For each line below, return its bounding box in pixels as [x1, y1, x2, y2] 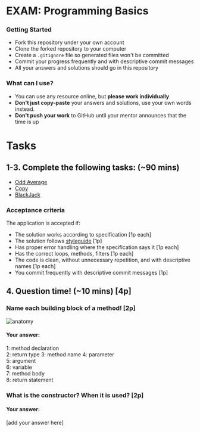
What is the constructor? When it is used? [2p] [6, 391, 144, 399]
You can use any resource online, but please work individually [14, 92, 170, 100]
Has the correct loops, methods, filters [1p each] [14, 250, 134, 257]
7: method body [6, 369, 45, 377]
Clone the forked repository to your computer [14, 45, 127, 52]
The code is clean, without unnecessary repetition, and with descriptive [14, 256, 190, 263]
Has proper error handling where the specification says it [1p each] [14, 244, 179, 251]
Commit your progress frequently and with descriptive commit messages [14, 58, 194, 65]
